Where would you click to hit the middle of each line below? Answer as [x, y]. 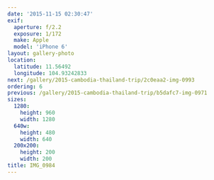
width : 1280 [38, 119]
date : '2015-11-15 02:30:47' [50, 14]
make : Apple [32, 40]
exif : [15, 21]
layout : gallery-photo [41, 54]
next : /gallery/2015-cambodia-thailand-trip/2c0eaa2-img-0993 [101, 80]
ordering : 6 [25, 86]
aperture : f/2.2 [38, 27]
